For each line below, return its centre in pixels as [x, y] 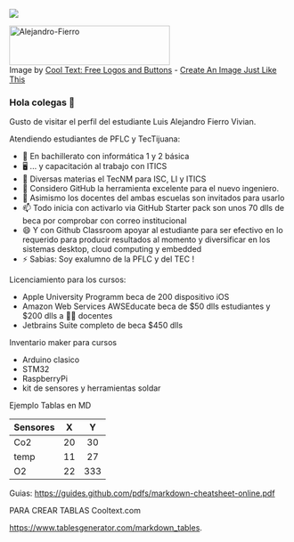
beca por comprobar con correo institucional [104, 221]
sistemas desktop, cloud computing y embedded [112, 249]
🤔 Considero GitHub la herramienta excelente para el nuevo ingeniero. [150, 189]
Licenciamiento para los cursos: [68, 279]
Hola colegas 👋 [42, 102]
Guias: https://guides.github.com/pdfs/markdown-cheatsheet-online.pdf [142, 493]
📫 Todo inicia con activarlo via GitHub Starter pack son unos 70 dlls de [153, 208]
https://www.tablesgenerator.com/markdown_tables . [106, 528]
